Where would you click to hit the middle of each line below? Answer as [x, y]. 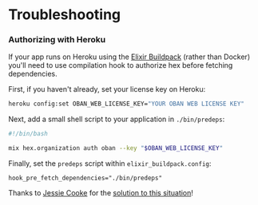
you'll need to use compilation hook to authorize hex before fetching [121, 65]
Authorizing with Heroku [57, 40]
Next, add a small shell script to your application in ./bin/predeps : [117, 119]
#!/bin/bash [28, 134]
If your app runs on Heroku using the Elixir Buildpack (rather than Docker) [129, 57]
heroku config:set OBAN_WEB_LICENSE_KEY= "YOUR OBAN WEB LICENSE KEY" [127, 104]
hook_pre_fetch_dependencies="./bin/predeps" [85, 178]
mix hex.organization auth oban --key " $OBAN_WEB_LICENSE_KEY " [116, 148]
